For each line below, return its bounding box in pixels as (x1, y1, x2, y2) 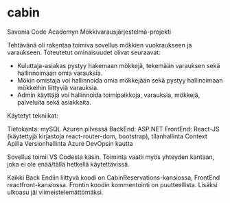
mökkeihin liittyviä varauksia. (16, 83, 99, 92)
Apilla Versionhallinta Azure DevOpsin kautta (7, 139, 133, 147)
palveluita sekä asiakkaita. (16, 98, 91, 106)
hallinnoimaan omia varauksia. (16, 69, 103, 77)
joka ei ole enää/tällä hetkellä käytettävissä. (7, 160, 130, 168)
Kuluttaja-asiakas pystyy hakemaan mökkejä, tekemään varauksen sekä (16, 61, 220, 70)
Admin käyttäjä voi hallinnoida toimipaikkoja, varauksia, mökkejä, (16, 91, 200, 99)
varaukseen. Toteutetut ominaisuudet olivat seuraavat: (7, 48, 161, 56)
